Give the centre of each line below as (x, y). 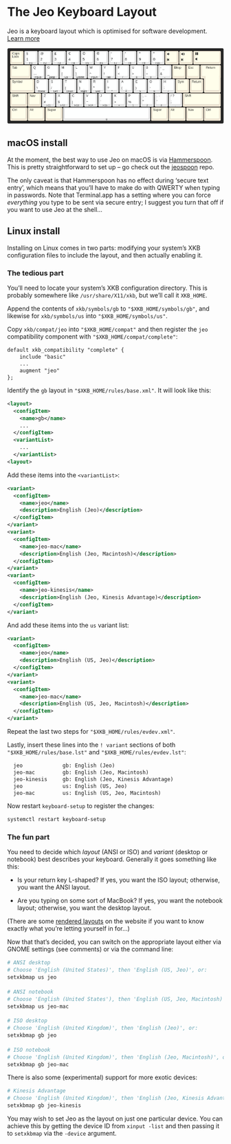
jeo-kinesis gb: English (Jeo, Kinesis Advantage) (93, 780)
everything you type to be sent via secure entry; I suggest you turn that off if (115, 202)
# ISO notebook (29, 1050)
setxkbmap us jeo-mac (38, 1006)
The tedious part (35, 273)
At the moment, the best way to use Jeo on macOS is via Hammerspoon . (110, 160)
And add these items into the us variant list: (68, 625)
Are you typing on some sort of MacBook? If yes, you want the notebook (120, 901)
